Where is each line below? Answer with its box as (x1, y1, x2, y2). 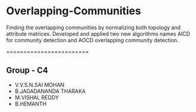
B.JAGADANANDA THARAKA (14, 88, 86, 95)
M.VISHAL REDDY (14, 94, 59, 101)
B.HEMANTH (14, 100, 47, 107)
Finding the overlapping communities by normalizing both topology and (6, 24, 181, 31)
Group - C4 (6, 66, 49, 76)
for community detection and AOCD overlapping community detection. (6, 36, 179, 43)
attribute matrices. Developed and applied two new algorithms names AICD (6, 30, 191, 37)
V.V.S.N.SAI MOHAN (14, 81, 65, 88)
